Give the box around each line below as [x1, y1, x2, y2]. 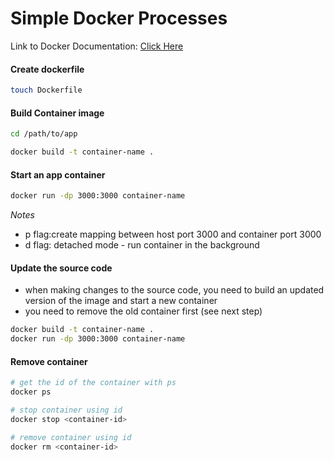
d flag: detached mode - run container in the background [24, 239, 260, 251]
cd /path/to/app [10, 129, 78, 139]
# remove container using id [10, 432, 132, 442]
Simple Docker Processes [10, 7, 228, 30]
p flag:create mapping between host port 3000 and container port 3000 [24, 228, 322, 241]
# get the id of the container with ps [10, 378, 177, 388]
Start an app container [10, 168, 106, 181]
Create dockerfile [10, 63, 85, 75]
